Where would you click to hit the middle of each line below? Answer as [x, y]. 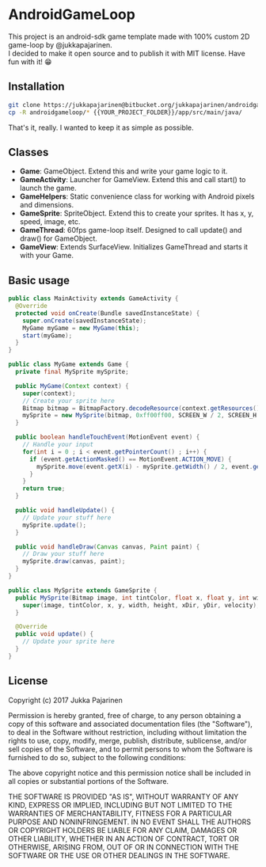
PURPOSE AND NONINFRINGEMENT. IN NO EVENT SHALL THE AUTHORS [130, 822]
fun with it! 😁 [30, 62]
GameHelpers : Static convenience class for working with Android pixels [137, 196]
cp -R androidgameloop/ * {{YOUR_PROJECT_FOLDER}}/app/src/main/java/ [125, 112]
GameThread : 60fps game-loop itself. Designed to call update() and [131, 230]
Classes [28, 152]
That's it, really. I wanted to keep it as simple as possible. [101, 127]
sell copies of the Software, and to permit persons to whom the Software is [131, 749]
